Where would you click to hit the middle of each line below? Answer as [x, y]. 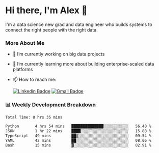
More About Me [25, 43]
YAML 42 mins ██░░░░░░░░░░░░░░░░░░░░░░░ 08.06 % [78, 141]
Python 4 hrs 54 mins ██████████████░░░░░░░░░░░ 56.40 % [78, 127]
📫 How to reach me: [34, 80]
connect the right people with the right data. [51, 29]
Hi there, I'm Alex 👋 [46, 10]
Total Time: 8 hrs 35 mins [34, 117]
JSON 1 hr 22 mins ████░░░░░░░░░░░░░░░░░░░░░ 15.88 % [78, 131]
